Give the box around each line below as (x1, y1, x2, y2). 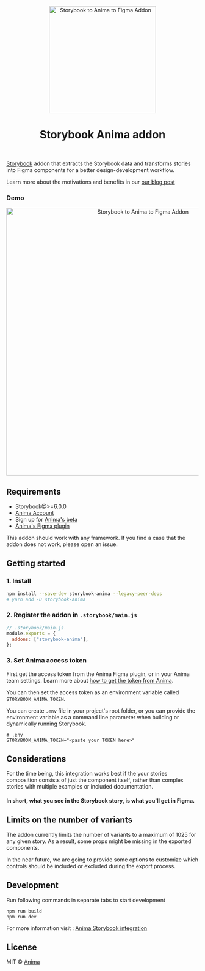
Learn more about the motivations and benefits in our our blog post (6, 178, 175, 186)
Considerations (6, 754, 67, 764)
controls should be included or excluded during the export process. (6, 862, 176, 869)
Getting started (6, 558, 66, 569)
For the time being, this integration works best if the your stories (6, 770, 168, 778)
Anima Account (15, 509, 54, 517)
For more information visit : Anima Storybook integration (6, 924, 148, 932)
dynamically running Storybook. (6, 720, 87, 727)
